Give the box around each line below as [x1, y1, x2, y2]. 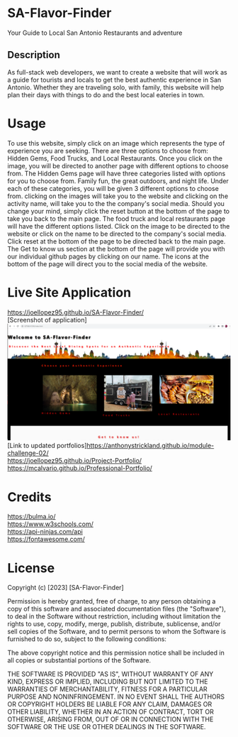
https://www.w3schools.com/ [7, 520, 93, 528]
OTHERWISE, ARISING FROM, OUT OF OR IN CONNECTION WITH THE [7, 715, 214, 724]
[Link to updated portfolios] [7, 442, 87, 450]
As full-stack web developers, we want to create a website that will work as [7, 67, 228, 76]
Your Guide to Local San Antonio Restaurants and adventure [7, 28, 183, 37]
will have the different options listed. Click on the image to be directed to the [7, 222, 230, 230]
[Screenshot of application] [7, 315, 87, 324]
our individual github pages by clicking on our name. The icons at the [7, 252, 210, 261]
